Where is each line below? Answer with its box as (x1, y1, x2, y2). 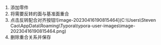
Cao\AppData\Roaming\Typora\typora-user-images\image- (10, 23, 135, 29)
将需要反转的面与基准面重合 (10, 11, 69, 17)
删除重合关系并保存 (10, 34, 51, 40)
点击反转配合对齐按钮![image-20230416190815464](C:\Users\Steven (10, 17, 156, 23)
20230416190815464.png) (10, 28, 67, 34)
